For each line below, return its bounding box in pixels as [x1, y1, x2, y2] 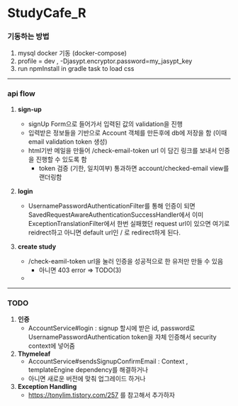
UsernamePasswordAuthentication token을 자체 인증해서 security [28, 333, 217, 342]
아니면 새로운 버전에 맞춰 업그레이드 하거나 [28, 374, 147, 383]
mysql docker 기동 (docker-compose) [17, 49, 127, 57]
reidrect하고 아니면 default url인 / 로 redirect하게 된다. [28, 228, 181, 237]
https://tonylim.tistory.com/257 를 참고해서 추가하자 [28, 391, 176, 400]
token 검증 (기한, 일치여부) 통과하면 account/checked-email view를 [38, 164, 229, 172]
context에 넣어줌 [28, 342, 76, 350]
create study [17, 242, 57, 251]
